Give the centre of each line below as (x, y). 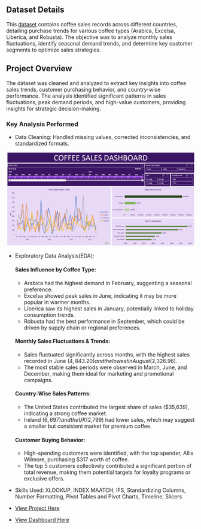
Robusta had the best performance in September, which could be (104, 321)
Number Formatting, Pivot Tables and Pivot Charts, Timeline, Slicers (98, 497)
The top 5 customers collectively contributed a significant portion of (108, 466)
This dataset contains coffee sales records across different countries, (92, 24)
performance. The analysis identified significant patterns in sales (86, 96)
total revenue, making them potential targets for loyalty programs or (107, 472)
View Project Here (37, 508)
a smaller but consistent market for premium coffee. (88, 426)
